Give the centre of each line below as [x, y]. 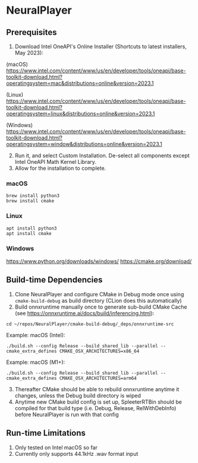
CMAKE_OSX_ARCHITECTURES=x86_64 [99, 351]
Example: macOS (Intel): [36, 335]
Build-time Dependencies [54, 280]
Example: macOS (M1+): [36, 362]
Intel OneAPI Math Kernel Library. [56, 162]
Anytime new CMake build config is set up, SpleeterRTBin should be [98, 402]
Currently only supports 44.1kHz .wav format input [76, 454]
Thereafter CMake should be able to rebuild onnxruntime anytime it [97, 389]
